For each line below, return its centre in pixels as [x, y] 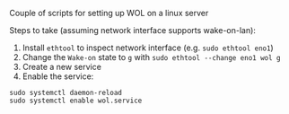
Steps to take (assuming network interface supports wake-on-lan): [132, 30]
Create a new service [61, 67]
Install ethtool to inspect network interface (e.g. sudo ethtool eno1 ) [148, 48]
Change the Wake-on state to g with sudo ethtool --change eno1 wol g [151, 57]
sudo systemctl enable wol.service [76, 101]
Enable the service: [58, 76]
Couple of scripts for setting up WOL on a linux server [109, 13]
